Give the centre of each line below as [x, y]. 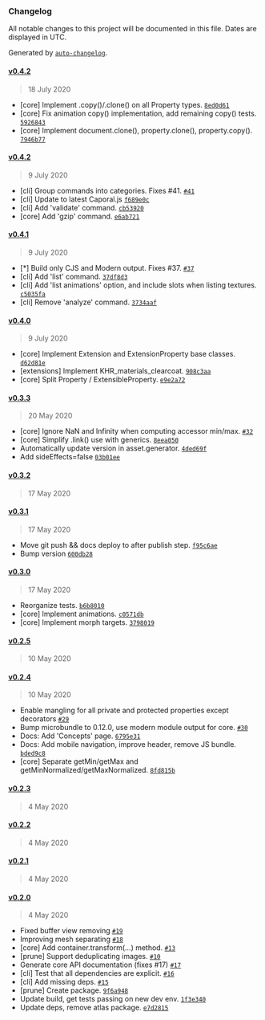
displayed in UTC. [38, 37]
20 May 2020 [50, 416]
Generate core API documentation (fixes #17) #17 [100, 965]
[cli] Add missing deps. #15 [64, 982]
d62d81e [32, 363]
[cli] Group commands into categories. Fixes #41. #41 [107, 190]
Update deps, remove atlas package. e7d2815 [94, 1008]
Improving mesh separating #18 [72, 939]
